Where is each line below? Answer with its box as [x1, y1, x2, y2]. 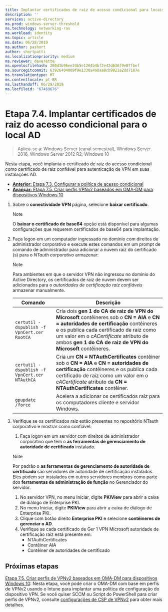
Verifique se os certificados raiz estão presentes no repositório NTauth [12, 418, 159, 424]
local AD [5, 129, 41, 141]
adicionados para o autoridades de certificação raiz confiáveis [12, 282, 142, 288]
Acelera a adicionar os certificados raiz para [55, 393, 160, 400]
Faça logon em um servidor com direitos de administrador [19, 433, 139, 439]
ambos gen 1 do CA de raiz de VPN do [55, 339, 148, 346]
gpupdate [14, 397, 36, 403]
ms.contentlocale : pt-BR [5, 77, 57, 82]
